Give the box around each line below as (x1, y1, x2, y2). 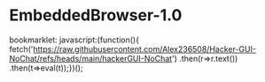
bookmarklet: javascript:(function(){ (9, 34, 140, 45)
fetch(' (9, 43, 34, 54)
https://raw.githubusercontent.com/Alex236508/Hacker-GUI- (32, 43, 257, 54)
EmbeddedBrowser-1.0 (9, 5, 183, 26)
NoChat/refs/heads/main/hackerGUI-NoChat (9, 53, 173, 63)
